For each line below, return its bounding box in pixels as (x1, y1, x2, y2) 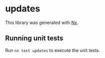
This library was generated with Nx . (5, 19, 78, 25)
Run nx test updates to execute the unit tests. (5, 47, 100, 53)
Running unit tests (5, 34, 63, 42)
